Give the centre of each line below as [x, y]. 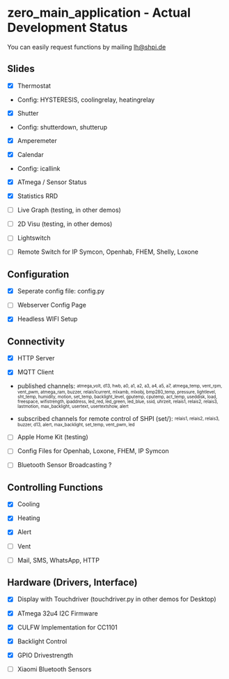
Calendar [30, 154]
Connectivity [36, 341]
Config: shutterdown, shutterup [62, 127]
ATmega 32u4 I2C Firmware [58, 613]
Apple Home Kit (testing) [53, 437]
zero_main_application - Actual [99, 13]
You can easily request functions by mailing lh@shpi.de [87, 47]
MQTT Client [35, 372]
